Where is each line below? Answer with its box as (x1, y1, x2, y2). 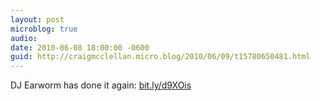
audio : (10, 33, 38, 43)
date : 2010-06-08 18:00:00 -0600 (10, 42, 150, 53)
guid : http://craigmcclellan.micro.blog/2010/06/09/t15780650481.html (10, 52, 311, 62)
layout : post (10, 14, 65, 25)
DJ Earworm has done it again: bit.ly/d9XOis (10, 79, 192, 91)
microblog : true (10, 24, 78, 34)
